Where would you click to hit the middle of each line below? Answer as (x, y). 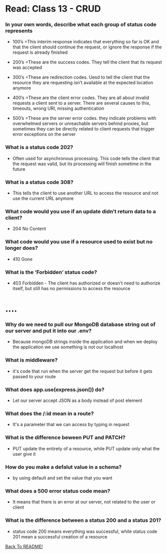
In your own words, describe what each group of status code (81, 25)
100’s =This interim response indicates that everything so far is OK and (86, 42)
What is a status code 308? (39, 182)
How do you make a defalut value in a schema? (63, 467)
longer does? (22, 248)
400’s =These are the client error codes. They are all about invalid (81, 98)
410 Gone (22, 259)
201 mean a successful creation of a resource (60, 536)
